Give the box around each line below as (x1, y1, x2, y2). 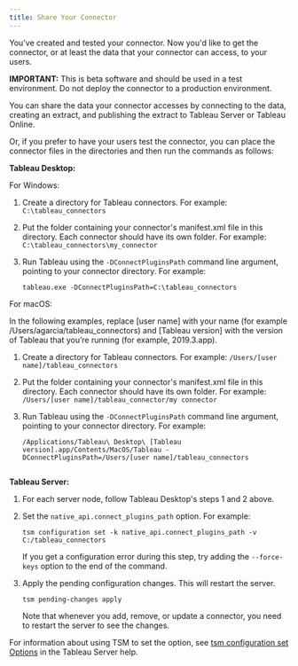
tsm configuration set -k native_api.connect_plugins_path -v (21, 528, 257, 537)
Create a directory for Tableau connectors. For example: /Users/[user (21, 351, 278, 362)
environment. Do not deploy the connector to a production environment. (9, 82, 272, 93)
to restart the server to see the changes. (21, 620, 170, 631)
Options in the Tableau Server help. (9, 646, 139, 657)
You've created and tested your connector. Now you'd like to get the (9, 37, 259, 48)
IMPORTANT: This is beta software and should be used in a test (9, 73, 243, 84)
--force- (251, 552, 284, 561)
